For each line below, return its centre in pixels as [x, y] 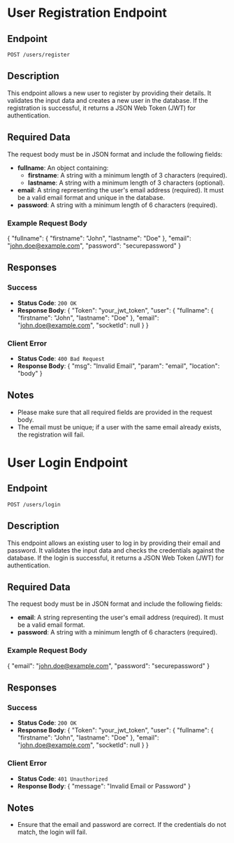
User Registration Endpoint [87, 13]
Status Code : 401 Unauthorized [63, 779]
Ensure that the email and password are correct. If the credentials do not [122, 825]
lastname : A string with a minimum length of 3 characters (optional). [126, 183]
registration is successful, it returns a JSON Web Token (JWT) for [102, 108]
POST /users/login [34, 504]
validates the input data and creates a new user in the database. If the [108, 100]
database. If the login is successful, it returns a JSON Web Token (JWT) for [116, 558]
